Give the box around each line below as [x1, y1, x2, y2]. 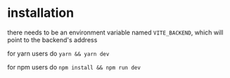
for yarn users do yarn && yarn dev [7, 49, 110, 58]
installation [7, 5, 75, 21]
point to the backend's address [7, 35, 98, 44]
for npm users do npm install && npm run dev [7, 63, 141, 71]
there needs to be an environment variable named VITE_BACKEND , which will [7, 28, 224, 37]
